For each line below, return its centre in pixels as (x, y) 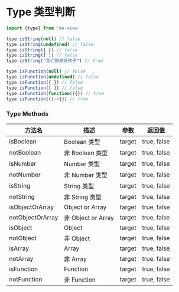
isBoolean (23, 141)
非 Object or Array (89, 218)
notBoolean (25, 152)
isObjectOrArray (32, 207)
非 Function (80, 280)
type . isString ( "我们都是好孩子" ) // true (55, 61)
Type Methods (27, 114)
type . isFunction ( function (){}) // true (55, 93)
